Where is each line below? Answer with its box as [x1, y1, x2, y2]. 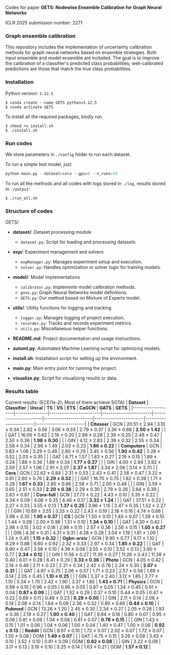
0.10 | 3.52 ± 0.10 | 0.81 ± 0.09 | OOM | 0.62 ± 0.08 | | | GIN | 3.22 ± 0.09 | [5, 639, 161, 645]
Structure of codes [5, 207, 53, 214]
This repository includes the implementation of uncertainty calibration [5, 44, 152, 50]
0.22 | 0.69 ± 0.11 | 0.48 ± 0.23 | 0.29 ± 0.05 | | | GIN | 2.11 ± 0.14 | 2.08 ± [5, 595, 159, 601]
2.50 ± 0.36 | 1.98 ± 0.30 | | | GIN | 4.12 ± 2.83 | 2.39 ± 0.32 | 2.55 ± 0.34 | [5, 437, 162, 444]
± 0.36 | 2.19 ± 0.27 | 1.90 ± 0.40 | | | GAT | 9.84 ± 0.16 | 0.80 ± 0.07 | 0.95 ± [5, 611, 166, 618]
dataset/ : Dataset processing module [12, 229, 92, 235]
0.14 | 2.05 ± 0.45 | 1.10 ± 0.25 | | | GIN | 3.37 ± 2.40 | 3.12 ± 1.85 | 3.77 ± [5, 573, 158, 579]
